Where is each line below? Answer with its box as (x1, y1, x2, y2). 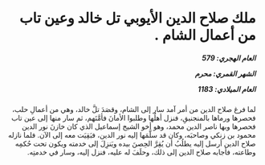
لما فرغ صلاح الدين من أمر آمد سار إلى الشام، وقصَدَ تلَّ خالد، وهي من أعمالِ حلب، (11, 105, 256, 114)
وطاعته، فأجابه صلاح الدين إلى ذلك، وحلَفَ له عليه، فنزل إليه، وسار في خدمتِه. (26, 147, 256, 157)
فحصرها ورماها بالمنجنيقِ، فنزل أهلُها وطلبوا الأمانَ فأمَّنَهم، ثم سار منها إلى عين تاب (11, 113, 256, 123)
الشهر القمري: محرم (194, 68, 256, 78)
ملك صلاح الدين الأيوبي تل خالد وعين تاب (19, 9, 256, 27)
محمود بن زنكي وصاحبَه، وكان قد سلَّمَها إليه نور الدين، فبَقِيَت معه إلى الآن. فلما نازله (7, 130, 256, 140)
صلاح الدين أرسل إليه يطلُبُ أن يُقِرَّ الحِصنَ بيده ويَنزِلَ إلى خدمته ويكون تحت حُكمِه (14, 138, 256, 149)
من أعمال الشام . (153, 26, 256, 44)
